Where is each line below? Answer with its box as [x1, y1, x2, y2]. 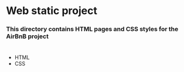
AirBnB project [6, 32, 49, 40]
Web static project [6, 4, 98, 18]
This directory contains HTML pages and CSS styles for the [6, 25, 179, 33]
